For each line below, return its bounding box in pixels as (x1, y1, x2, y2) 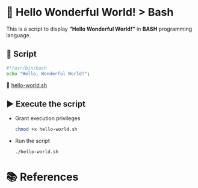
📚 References (6, 171, 79, 184)
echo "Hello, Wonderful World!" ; (6, 70, 90, 77)
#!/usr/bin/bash (6, 65, 47, 71)
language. (6, 31, 31, 38)
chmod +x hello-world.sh (14, 126, 78, 133)
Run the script (14, 138, 50, 145)
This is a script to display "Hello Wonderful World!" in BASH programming (6, 25, 193, 32)
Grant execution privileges (14, 115, 81, 122)
